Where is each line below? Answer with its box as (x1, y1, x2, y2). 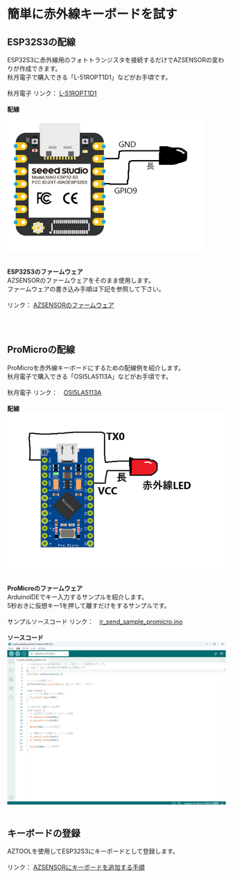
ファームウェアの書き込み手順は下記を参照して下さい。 (7, 285, 165, 293)
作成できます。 (19, 64, 62, 73)
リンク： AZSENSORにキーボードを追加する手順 (7, 863, 146, 872)
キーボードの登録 (7, 827, 80, 839)
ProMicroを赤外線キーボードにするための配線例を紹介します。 (7, 363, 185, 371)
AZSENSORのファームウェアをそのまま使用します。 (7, 276, 155, 284)
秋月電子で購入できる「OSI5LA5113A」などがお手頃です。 (7, 372, 172, 380)
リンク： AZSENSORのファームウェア (7, 301, 114, 309)
